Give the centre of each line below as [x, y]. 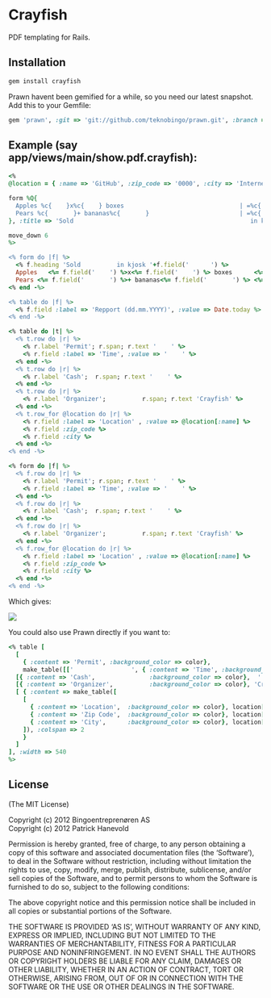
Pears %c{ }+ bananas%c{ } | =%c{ [139, 213]
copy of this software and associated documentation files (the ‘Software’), [131, 852]
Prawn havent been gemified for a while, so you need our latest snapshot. [131, 96]
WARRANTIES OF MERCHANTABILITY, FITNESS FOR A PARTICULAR [122, 944]
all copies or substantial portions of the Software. [90, 911]
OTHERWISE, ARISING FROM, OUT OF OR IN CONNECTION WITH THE [126, 978]
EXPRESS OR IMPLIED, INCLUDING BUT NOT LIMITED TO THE [112, 935]
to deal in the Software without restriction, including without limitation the [130, 861]
